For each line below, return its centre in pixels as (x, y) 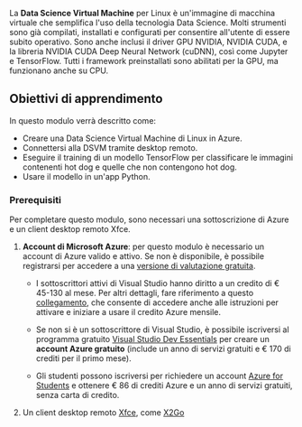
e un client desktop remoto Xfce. (70, 229)
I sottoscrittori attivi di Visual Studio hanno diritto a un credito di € (157, 283)
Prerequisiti (35, 200)
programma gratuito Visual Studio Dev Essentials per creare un (153, 339)
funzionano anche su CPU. (59, 70)
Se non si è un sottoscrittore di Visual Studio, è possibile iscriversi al (163, 330)
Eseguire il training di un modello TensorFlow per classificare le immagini (158, 157)
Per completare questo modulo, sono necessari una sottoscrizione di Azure (149, 219)
